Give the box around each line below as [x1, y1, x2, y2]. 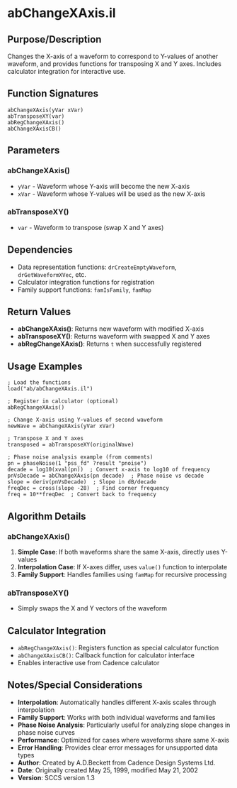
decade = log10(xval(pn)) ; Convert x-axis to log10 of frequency [7, 466, 211, 474]
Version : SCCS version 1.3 [17, 773, 96, 782]
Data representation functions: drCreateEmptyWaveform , [17, 263, 177, 271]
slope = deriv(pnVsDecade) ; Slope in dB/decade [7, 478, 157, 486]
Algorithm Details [7, 510, 86, 522]
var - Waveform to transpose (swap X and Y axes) [17, 223, 164, 231]
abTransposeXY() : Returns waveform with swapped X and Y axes [17, 332, 210, 341]
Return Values [7, 306, 71, 317]
